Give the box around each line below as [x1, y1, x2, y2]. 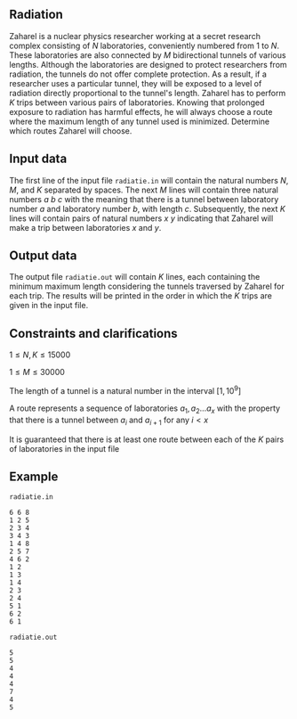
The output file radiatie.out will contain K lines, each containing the [9, 272, 261, 282]
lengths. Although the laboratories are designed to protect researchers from [9, 59, 287, 69]
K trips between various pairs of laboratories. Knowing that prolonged [9, 97, 265, 108]
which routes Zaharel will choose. [9, 125, 132, 136]
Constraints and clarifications [9, 325, 178, 341]
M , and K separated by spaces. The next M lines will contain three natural [9, 184, 278, 195]
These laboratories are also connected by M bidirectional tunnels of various [9, 49, 286, 61]
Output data [9, 249, 77, 264]
